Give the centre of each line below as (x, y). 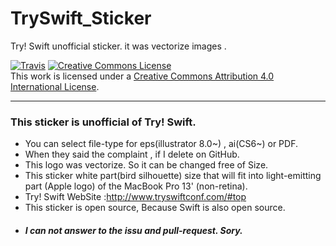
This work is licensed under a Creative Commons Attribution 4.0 (142, 76)
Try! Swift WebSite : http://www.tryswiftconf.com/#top (135, 197)
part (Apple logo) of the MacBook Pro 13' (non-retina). (136, 186)
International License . (55, 86)
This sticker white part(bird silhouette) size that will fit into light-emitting (173, 176)
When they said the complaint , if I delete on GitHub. (132, 154)
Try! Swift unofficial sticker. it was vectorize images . (118, 46)
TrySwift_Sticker (81, 18)
